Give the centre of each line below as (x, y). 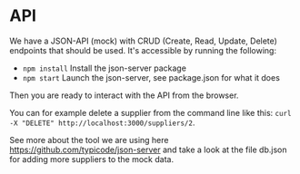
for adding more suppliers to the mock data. (92, 159)
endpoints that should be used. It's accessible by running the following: (143, 50)
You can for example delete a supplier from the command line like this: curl (150, 112)
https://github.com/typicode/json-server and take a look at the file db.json (148, 150)
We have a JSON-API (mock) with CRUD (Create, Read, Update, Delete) (143, 41)
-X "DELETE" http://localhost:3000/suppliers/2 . (102, 122)
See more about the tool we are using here (89, 140)
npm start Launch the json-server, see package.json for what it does (151, 77)
